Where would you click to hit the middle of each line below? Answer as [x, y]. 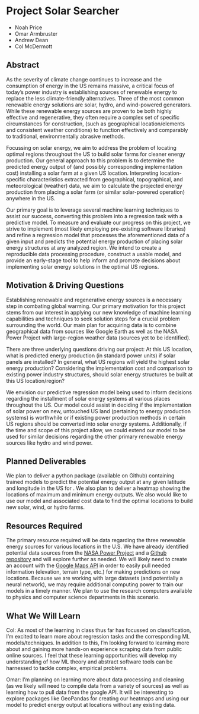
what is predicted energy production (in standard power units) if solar [91, 356]
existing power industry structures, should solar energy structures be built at [99, 374]
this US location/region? [36, 380]
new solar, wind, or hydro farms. [45, 507]
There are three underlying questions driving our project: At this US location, [99, 349]
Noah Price [28, 27]
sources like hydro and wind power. [49, 443]
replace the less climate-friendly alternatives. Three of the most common [95, 98]
